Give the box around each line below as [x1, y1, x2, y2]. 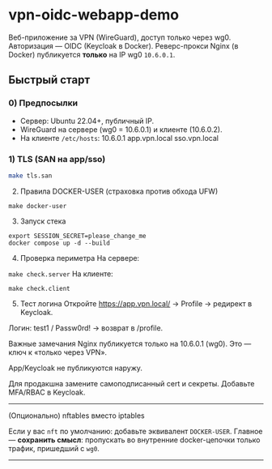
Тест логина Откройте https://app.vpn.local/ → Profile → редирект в [19, 298, 253, 309]
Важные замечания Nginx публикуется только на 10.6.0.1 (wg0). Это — [8, 339, 252, 348]
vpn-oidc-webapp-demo [8, 6, 180, 24]
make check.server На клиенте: [8, 269, 113, 279]
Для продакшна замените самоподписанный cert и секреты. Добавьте [8, 378, 255, 388]
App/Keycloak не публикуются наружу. [8, 363, 143, 373]
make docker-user [8, 202, 67, 210]
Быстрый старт [8, 73, 91, 87]
